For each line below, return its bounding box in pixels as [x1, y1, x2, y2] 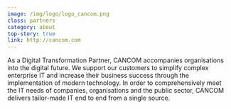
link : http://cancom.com [7, 37, 81, 44]
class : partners [7, 17, 55, 24]
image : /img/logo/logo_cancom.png [7, 10, 110, 18]
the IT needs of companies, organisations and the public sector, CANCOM [7, 86, 225, 95]
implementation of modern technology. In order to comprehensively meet [7, 79, 222, 87]
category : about [7, 23, 55, 30]
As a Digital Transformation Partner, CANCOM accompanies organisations [7, 56, 224, 64]
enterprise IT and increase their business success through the [7, 71, 190, 80]
